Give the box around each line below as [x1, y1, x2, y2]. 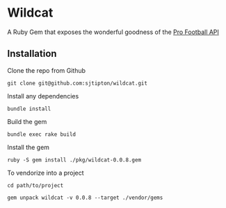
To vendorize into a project [7, 168, 85, 177]
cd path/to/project [7, 182, 64, 189]
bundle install [7, 105, 51, 112]
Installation [7, 48, 57, 60]
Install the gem [7, 143, 50, 151]
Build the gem [7, 117, 47, 125]
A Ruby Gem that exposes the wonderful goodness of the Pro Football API [7, 28, 219, 36]
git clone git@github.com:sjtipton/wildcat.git [7, 80, 148, 87]
